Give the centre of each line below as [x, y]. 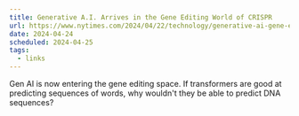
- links [32, 58]
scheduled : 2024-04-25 [51, 42]
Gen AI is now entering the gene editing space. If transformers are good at [145, 84]
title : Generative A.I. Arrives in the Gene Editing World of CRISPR [141, 17]
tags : [19, 50]
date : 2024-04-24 [41, 34]
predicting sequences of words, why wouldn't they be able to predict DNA [145, 93]
